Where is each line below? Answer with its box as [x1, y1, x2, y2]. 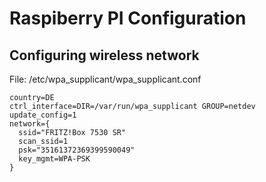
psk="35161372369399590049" [18, 145, 136, 155]
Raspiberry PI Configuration [9, 7, 247, 30]
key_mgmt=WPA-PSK [18, 154, 91, 164]
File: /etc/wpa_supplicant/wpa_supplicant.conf [9, 73, 202, 85]
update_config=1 [9, 110, 77, 120]
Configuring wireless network [9, 47, 200, 64]
